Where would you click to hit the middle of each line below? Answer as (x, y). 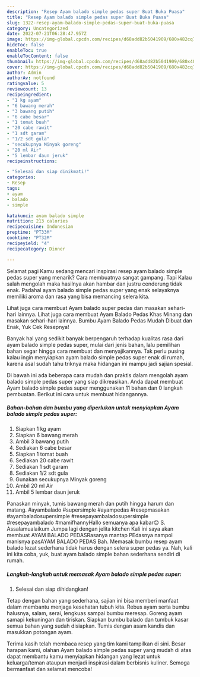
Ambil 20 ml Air (34, 486)
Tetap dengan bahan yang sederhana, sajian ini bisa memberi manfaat (93, 601)
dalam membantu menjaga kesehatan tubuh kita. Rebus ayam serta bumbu (98, 607)
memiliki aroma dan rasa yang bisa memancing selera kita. (78, 296)
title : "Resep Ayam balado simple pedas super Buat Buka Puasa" (88, 17)
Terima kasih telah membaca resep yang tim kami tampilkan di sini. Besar (96, 644)
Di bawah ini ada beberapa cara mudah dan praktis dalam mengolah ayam (98, 375)
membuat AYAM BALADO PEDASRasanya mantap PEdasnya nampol (90, 535)
